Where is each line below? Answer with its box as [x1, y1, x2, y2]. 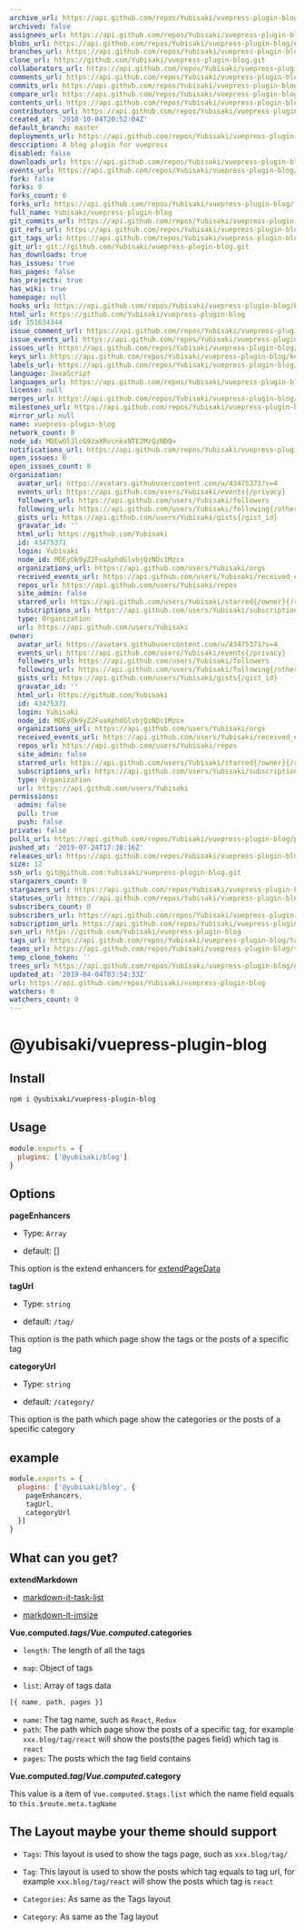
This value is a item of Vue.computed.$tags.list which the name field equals [9, 1788, 295, 1799]
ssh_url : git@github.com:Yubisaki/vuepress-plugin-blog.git [9, 869, 242, 878]
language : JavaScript [9, 369, 92, 378]
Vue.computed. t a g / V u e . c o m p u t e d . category [9, 1770, 182, 1781]
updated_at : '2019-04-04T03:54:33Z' [9, 970, 148, 979]
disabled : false [9, 148, 71, 158]
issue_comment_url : [9, 327, 84, 336]
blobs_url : [9, 38, 51, 48]
